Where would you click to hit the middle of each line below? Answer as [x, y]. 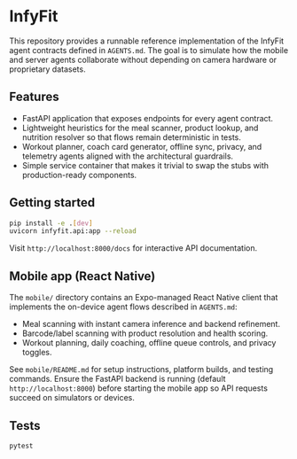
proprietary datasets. [47, 69]
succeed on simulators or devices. [72, 398]
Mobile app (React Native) [82, 276]
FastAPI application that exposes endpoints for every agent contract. [147, 118]
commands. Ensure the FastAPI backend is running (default [117, 379]
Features [34, 97]
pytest [21, 446]
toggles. [37, 353]
